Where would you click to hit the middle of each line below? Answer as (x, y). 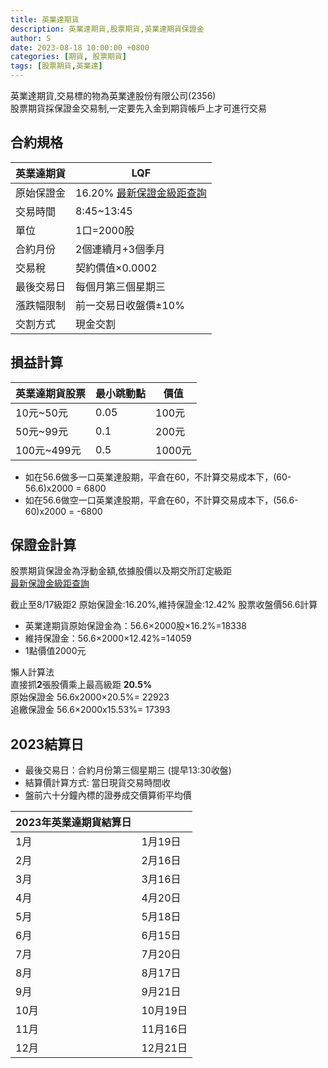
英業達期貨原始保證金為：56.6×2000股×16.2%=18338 (136, 626)
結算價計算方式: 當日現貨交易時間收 (97, 783)
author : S (31, 38)
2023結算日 (47, 744)
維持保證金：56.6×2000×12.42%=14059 (108, 638)
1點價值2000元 (55, 651)
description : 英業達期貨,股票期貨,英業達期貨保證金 (107, 29)
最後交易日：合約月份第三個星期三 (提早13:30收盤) (128, 770)
